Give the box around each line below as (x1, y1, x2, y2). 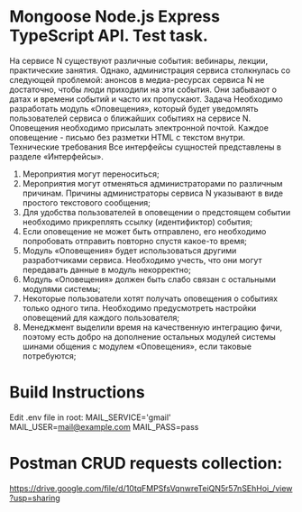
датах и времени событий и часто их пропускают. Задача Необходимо (9, 93, 284, 105)
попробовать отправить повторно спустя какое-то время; (22, 235, 248, 246)
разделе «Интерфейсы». (9, 151, 104, 161)
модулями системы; (22, 283, 101, 294)
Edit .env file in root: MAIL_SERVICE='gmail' (9, 412, 171, 423)
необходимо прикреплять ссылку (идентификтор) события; (22, 216, 253, 227)
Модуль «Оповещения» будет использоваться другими (22, 245, 237, 256)
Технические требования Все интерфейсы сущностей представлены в (9, 142, 282, 152)
